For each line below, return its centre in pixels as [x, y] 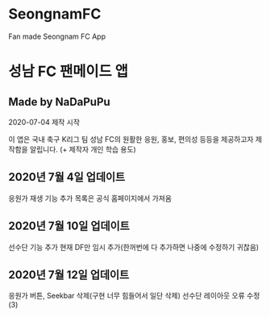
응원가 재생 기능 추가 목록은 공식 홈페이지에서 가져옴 [90, 198]
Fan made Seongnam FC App [57, 36]
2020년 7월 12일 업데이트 [69, 275]
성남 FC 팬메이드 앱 [69, 71]
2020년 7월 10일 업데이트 [69, 226]
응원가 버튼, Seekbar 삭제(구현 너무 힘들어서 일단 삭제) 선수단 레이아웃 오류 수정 [134, 296]
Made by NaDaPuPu [59, 102]
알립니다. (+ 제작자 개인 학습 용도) [83, 149]
